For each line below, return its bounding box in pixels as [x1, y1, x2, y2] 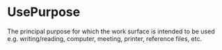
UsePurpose [7, 4, 81, 20]
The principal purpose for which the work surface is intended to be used [7, 27, 215, 35]
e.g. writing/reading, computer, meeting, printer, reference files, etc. [7, 34, 203, 42]
